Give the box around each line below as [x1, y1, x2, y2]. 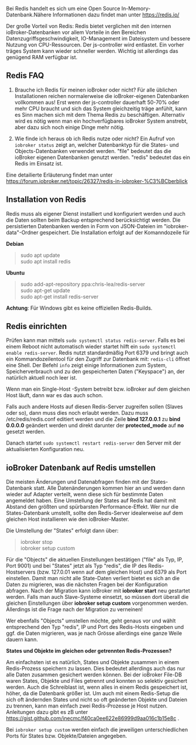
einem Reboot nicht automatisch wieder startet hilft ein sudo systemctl [6, 343, 176, 350]
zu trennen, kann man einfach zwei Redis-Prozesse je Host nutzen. [6, 702, 168, 709]
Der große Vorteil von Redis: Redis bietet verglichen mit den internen [6, 23, 171, 29]
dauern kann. [6, 636, 38, 643]
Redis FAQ [6, 70, 44, 81]
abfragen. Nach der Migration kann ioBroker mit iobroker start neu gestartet [6, 587, 190, 594]
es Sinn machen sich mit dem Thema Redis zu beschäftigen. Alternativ [14, 111, 185, 118]
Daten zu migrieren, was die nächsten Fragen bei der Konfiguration [6, 581, 168, 588]
